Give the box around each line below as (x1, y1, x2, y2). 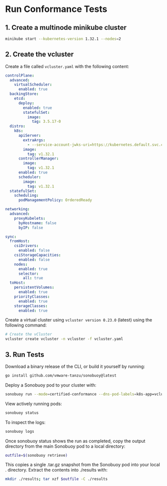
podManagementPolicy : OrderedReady (18, 198, 92, 203)
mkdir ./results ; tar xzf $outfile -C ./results (5, 477, 108, 482)
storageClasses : (14, 303, 48, 309)
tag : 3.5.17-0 (31, 119, 61, 124)
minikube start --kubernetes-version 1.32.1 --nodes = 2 (5, 36, 121, 41)
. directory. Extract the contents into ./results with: (5, 467, 108, 473)
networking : (5, 207, 30, 212)
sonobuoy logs (5, 429, 35, 434)
